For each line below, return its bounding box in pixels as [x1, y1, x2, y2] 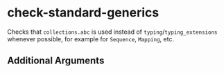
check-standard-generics [7, 5, 160, 21]
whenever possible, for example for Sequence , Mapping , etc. [7, 34, 175, 43]
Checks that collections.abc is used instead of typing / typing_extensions [7, 28, 218, 36]
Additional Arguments [7, 55, 105, 67]
